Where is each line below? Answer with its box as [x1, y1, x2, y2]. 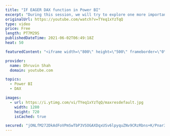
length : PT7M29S [5, 31, 39, 36]
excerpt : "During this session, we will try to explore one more [5, 12, 146, 17]
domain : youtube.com [10, 67, 53, 73]
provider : [5, 58, 26, 63]
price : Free [5, 26, 30, 31]
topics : [5, 77, 22, 82]
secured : [5, 123, 24, 128]
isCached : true [14, 114, 47, 119]
